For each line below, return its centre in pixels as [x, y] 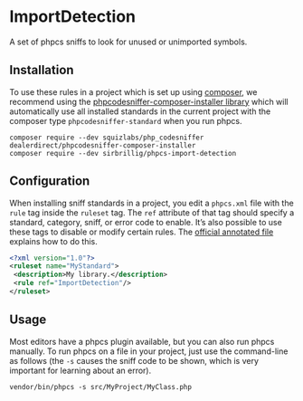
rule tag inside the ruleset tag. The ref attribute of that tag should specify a [152, 212]
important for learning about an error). [80, 370]
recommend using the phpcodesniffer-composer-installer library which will [149, 101]
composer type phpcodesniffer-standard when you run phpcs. [126, 120]
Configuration [50, 181]
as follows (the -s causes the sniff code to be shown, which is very [134, 360]
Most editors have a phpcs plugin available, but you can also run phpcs [142, 341]
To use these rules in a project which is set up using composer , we [133, 91]
